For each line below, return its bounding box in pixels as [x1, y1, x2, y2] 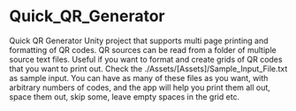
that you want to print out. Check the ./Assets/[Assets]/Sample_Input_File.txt [9, 63, 288, 74]
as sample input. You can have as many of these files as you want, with [9, 72, 269, 83]
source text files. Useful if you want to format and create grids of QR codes [9, 54, 283, 64]
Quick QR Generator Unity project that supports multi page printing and [9, 35, 269, 46]
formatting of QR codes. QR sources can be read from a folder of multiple [9, 44, 277, 55]
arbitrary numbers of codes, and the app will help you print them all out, [9, 82, 271, 92]
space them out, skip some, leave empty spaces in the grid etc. [9, 91, 240, 102]
